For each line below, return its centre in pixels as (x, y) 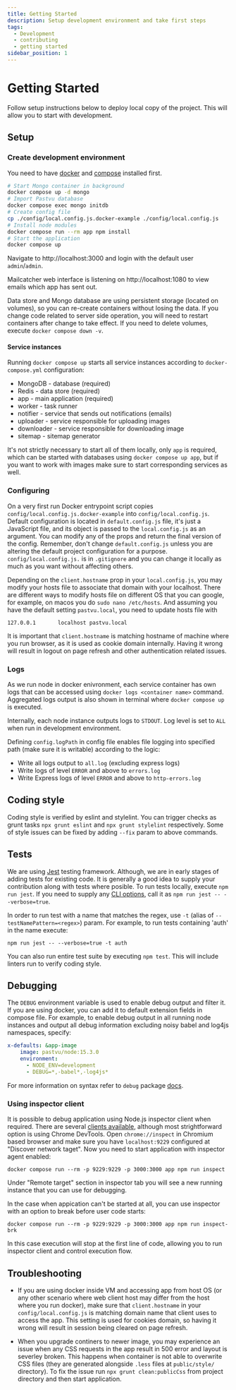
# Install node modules (42, 225)
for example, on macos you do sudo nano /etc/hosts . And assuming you (112, 602)
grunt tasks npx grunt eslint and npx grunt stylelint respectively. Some (116, 825)
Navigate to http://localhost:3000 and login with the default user (100, 258)
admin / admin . (25, 266)
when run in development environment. (64, 729)
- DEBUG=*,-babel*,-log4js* (67, 1072)
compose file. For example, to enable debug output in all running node (109, 1018)
